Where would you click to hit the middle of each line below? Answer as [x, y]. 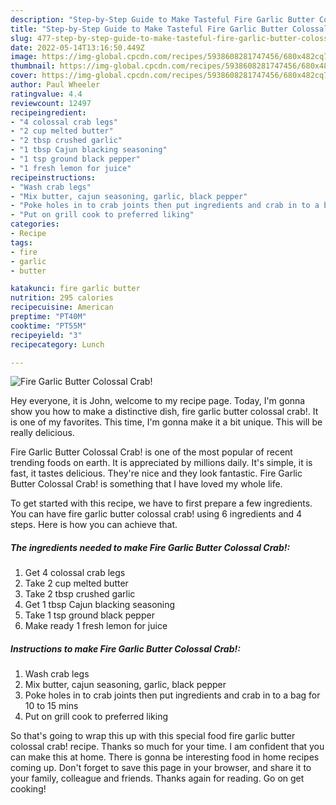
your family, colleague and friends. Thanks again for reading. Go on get [157, 778]
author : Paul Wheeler [55, 85]
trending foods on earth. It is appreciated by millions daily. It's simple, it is [161, 463]
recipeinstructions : [53, 177]
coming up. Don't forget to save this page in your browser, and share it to [161, 768]
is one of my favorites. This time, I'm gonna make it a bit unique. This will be [166, 422]
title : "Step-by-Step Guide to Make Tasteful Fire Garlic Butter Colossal [169, 29]
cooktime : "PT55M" [48, 326]
